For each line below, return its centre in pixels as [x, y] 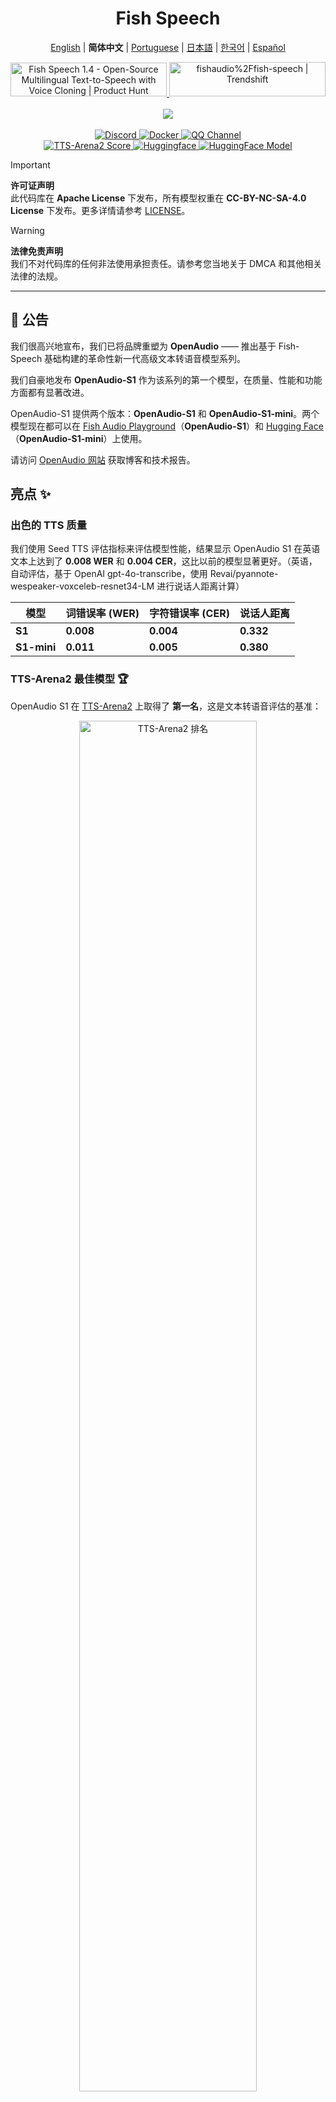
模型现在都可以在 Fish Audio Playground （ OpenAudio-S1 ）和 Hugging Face [167, 426]
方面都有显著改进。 [50, 392]
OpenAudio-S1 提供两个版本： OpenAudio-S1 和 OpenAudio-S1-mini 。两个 [165, 413]
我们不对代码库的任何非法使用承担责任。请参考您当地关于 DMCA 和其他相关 [166, 263]
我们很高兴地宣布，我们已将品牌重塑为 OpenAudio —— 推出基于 [143, 346]
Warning [27, 230]
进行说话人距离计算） [200, 586]
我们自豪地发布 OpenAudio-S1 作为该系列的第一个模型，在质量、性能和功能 [166, 379]
